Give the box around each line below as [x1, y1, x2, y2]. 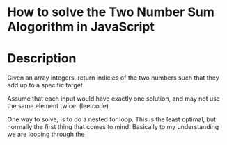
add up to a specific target [7, 81, 84, 89]
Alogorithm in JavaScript [7, 19, 155, 35]
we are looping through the [7, 130, 85, 139]
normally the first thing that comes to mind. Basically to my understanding [7, 123, 219, 131]
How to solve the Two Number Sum [7, 4, 214, 20]
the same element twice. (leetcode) [7, 102, 109, 110]
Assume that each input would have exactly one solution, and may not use [7, 94, 221, 103]
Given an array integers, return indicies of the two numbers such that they [7, 74, 219, 82]
